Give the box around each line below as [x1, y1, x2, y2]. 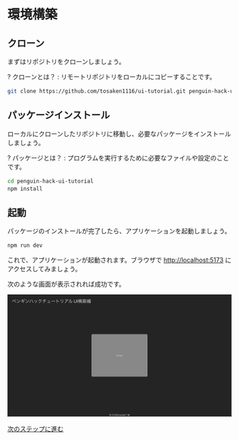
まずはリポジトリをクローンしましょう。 [7, 58, 126, 66]
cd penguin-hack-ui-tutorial [7, 178, 94, 185]
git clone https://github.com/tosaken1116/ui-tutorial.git [7, 88, 186, 95]
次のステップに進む [7, 424, 64, 433]
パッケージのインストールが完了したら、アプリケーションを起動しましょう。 [7, 227, 231, 235]
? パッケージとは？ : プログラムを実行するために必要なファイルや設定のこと [7, 153, 230, 162]
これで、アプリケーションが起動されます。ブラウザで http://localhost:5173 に [7, 256, 232, 265]
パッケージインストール [7, 109, 110, 121]
